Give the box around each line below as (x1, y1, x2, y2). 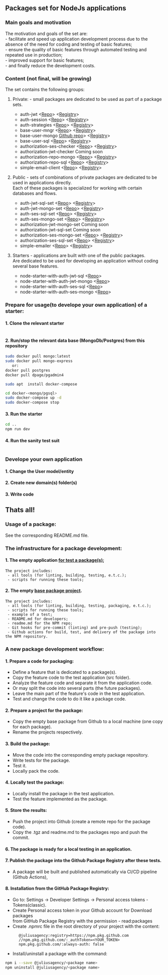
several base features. (12, 263, 59, 269)
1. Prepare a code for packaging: (5, 658, 74, 664)
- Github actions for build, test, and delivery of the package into (7, 630, 156, 635)
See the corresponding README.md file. (5, 532, 89, 538)
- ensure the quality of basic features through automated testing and (5, 46, 147, 52)
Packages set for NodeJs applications (5, 4, 126, 13)
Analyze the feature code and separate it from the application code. (12, 680, 153, 686)
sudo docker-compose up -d (5, 395, 62, 401)
